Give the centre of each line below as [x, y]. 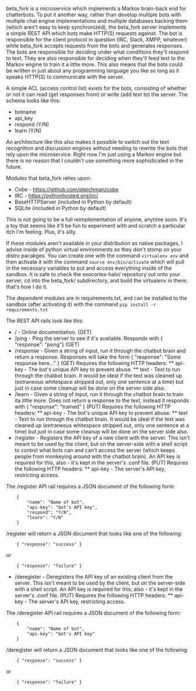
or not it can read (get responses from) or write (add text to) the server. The [97, 94]
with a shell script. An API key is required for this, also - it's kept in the [99, 589]
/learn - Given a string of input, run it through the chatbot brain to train [99, 394]
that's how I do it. [27, 287]
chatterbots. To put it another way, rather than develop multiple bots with [94, 15]
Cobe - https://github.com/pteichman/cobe [66, 189]
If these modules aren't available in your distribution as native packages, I [94, 243]
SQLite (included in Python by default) [60, 208]
